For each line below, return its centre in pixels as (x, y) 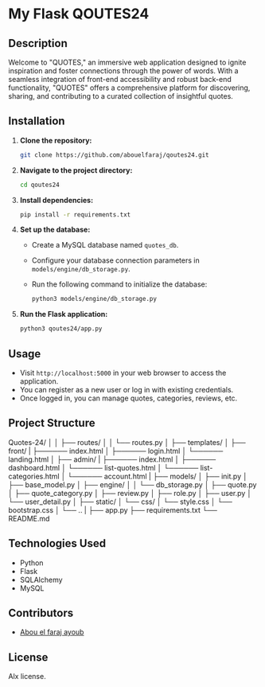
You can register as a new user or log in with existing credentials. (127, 390)
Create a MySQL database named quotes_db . (105, 245)
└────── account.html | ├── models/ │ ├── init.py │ (158, 476)
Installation (37, 121)
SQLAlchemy (41, 580)
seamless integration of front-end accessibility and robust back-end (120, 79)
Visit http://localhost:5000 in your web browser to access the (123, 373)
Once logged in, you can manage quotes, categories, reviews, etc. (129, 398)
